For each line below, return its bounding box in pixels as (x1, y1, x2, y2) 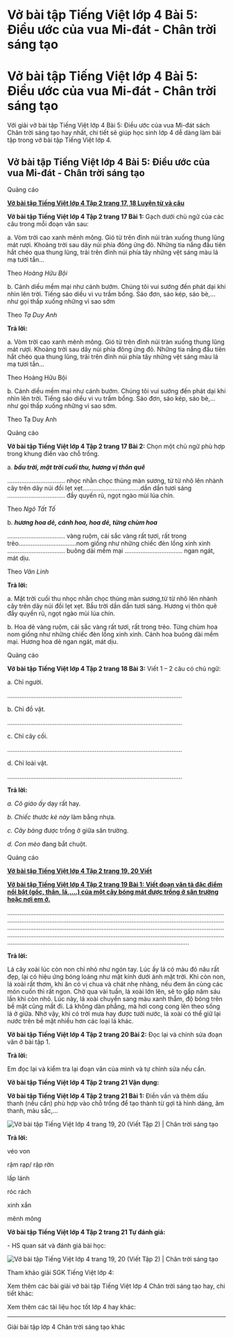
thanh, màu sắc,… (7, 1106, 58, 1115)
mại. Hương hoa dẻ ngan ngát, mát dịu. (7, 637, 119, 645)
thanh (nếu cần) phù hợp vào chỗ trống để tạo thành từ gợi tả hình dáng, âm (7, 1099, 225, 1107)
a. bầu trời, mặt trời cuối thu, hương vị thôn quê (7, 463, 146, 471)
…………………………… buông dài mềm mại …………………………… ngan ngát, (7, 546, 215, 555)
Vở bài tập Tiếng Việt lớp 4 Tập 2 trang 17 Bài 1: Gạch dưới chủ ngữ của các (7, 212, 224, 221)
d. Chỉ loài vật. (7, 759, 49, 767)
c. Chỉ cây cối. (7, 732, 49, 740)
